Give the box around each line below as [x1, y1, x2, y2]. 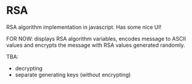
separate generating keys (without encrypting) [14, 71, 131, 78]
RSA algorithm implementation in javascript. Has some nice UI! [6, 23, 162, 31]
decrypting [14, 64, 43, 72]
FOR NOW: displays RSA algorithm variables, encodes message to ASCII [6, 35, 186, 42]
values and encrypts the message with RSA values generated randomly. [6, 41, 185, 49]
